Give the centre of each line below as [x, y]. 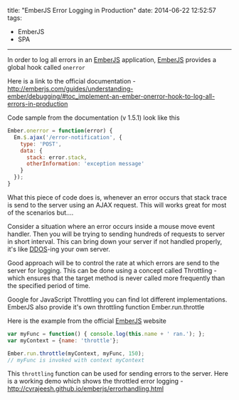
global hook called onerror [46, 67]
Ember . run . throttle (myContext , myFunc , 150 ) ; [76, 353]
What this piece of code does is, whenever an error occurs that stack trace [117, 197]
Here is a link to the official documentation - [72, 81]
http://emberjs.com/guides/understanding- [70, 89]
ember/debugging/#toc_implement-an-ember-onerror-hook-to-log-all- [111, 96]
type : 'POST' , [41, 144]
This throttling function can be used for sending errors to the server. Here [118, 374]
